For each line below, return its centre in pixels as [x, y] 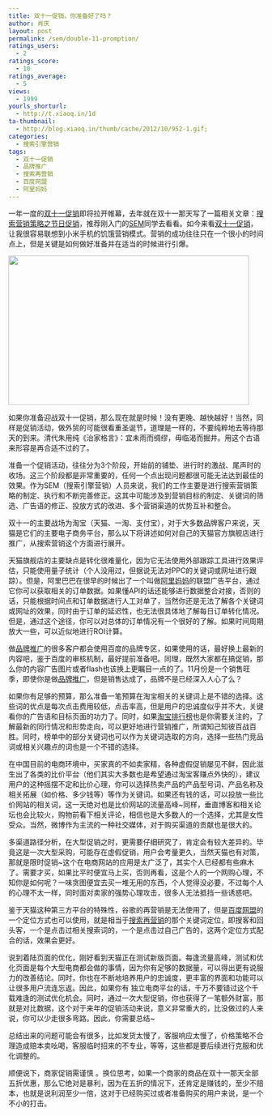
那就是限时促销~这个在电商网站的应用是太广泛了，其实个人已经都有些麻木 [132, 862]
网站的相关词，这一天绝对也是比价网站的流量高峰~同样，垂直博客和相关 [135, 804]
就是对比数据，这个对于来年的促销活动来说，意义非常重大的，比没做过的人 [132, 1008]
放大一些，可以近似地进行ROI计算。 [68, 631]
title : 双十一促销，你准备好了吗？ [60, 16]
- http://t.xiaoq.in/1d [55, 114]
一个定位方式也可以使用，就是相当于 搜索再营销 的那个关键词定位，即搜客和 [132, 920]
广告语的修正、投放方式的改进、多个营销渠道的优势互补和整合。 [129, 505]
